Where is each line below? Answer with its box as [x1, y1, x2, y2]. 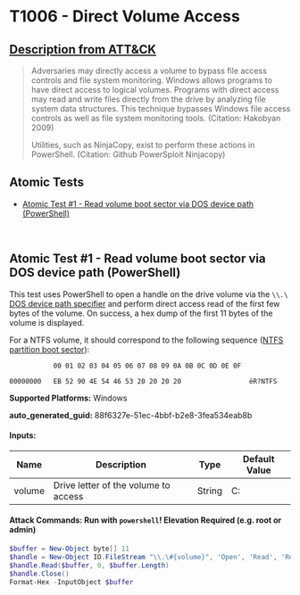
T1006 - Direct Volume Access [9, 6, 241, 27]
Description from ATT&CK [9, 42, 156, 57]
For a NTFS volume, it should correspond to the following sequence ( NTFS [9, 335, 284, 345]
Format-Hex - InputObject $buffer [9, 577, 134, 586]
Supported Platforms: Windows [9, 393, 128, 403]
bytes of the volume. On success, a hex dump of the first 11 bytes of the [9, 308, 273, 318]
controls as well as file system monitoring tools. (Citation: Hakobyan [30, 113, 281, 123]
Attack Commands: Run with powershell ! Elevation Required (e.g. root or [9, 515, 282, 525]
